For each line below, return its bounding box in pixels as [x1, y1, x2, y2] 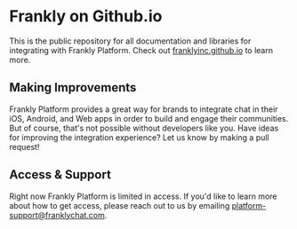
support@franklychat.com [9, 209, 105, 220]
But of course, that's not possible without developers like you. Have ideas [9, 122, 279, 133]
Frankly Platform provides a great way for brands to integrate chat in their [9, 104, 278, 114]
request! [9, 141, 40, 152]
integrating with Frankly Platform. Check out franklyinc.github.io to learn [9, 44, 274, 55]
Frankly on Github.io [9, 6, 163, 27]
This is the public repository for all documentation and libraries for [9, 36, 252, 46]
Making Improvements [9, 80, 137, 95]
